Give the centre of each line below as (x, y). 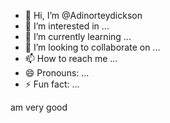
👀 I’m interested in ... (67, 26)
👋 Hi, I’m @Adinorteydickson (83, 15)
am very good (39, 107)
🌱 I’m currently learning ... (78, 36)
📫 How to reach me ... (71, 58)
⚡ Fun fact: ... (52, 84)
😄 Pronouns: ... (57, 73)
